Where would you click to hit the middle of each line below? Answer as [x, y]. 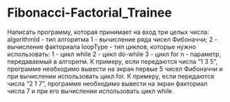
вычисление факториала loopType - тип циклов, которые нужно [101, 46]
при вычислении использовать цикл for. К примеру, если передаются [111, 76]
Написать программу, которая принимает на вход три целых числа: [108, 32]
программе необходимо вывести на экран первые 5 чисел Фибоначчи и [115, 69]
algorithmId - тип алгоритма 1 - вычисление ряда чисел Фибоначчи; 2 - [113, 39]
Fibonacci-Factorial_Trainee [89, 13]
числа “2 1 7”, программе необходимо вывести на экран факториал [107, 83]
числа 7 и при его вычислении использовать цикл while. [91, 91]
